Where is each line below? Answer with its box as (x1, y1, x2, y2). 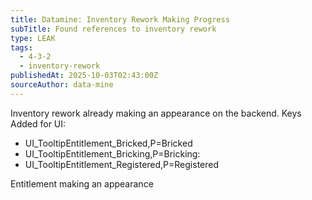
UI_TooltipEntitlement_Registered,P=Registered (24, 158, 220, 170)
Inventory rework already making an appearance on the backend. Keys (10, 107, 302, 119)
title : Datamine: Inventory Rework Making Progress (10, 14, 230, 25)
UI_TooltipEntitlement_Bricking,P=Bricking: (24, 147, 201, 160)
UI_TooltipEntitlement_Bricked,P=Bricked (24, 137, 193, 149)
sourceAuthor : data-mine (10, 80, 114, 90)
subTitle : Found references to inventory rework (10, 24, 217, 34)
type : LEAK (10, 33, 56, 43)
